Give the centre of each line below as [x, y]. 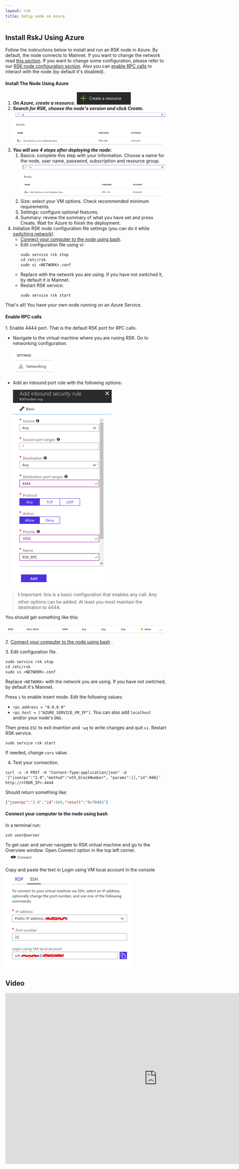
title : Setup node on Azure [35, 16]
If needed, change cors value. [37, 752]
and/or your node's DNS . [38, 717]
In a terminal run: [23, 825]
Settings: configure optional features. [59, 212]
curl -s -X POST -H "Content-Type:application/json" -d [66, 772]
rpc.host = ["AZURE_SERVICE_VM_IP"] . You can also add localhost [82, 712]
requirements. [35, 206]
